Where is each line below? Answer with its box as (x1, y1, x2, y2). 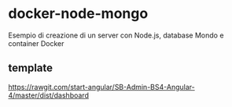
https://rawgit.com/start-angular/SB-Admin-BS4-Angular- (8, 82, 195, 91)
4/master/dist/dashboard (8, 91, 89, 100)
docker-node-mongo (8, 5, 149, 23)
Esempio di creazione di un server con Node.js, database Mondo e (8, 30, 224, 40)
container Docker (8, 38, 64, 48)
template (8, 62, 53, 75)
